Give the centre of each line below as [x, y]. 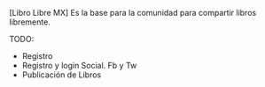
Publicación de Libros [62, 75]
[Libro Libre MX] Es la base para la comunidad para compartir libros [133, 13]
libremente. [30, 22]
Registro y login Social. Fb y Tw [79, 65]
